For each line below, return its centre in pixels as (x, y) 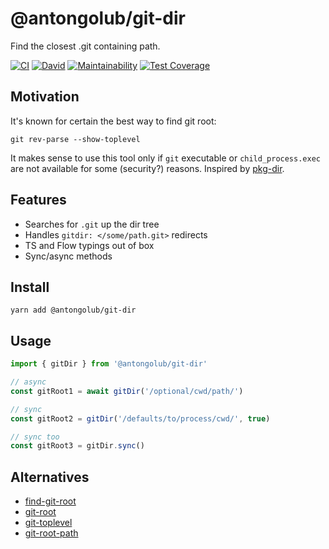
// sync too (35, 437)
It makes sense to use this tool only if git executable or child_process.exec (165, 158)
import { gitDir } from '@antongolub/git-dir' (109, 364)
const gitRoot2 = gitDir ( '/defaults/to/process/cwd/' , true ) (140, 418)
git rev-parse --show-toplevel (75, 139)
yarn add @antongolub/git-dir (73, 310)
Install (30, 287)
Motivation (45, 97)
